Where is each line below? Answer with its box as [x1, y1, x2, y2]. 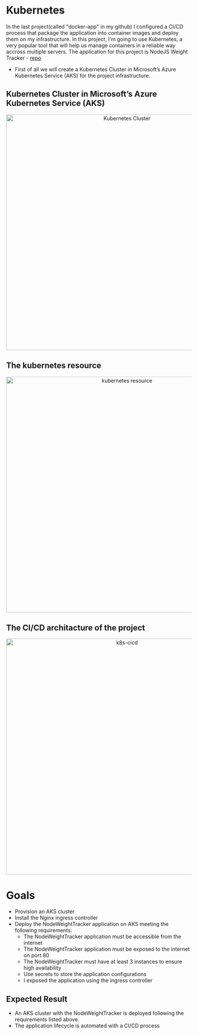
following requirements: [14, 927, 72, 934]
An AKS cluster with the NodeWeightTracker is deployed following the [14, 1010, 184, 1017]
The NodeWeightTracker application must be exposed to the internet [23, 945, 190, 952]
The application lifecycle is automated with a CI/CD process [14, 1022, 160, 1029]
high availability [23, 964, 62, 971]
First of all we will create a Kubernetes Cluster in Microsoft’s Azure [14, 65, 176, 72]
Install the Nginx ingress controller [14, 914, 98, 921]
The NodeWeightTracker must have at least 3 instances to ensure [23, 958, 183, 965]
